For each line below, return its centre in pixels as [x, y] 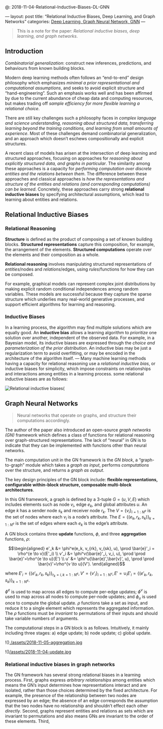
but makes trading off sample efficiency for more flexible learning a [72, 103]
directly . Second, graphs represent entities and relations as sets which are [79, 711]
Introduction [24, 51]
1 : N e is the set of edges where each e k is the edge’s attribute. [67, 524]
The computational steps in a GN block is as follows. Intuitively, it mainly [77, 628]
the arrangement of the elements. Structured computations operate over [78, 249]
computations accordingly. [43, 420]
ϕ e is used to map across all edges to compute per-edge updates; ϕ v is [76, 591]
